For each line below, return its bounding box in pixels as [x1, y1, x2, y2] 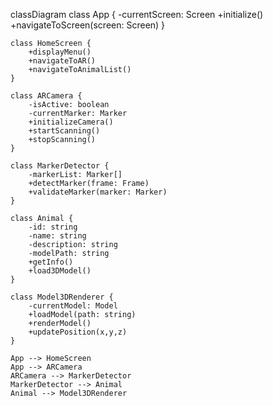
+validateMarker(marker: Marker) [28, 187, 168, 197]
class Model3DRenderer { [10, 292, 114, 302]
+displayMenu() [28, 47, 92, 57]
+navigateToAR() [28, 56, 97, 66]
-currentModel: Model [28, 301, 118, 311]
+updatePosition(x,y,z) [28, 327, 128, 337]
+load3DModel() [28, 266, 92, 276]
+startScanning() [28, 126, 101, 136]
